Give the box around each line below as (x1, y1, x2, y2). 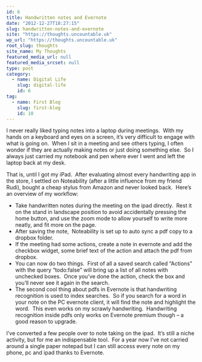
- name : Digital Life (11, 76, 67, 82)
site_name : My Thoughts (6, 49, 67, 55)
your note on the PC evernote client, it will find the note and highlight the (15, 298, 196, 306)
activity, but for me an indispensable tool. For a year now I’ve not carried (6, 336, 189, 343)
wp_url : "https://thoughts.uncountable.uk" (6, 37, 118, 43)
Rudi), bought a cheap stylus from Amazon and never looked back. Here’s (6, 184, 192, 191)
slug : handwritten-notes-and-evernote (6, 25, 104, 32)
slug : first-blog (17, 104, 61, 111)
